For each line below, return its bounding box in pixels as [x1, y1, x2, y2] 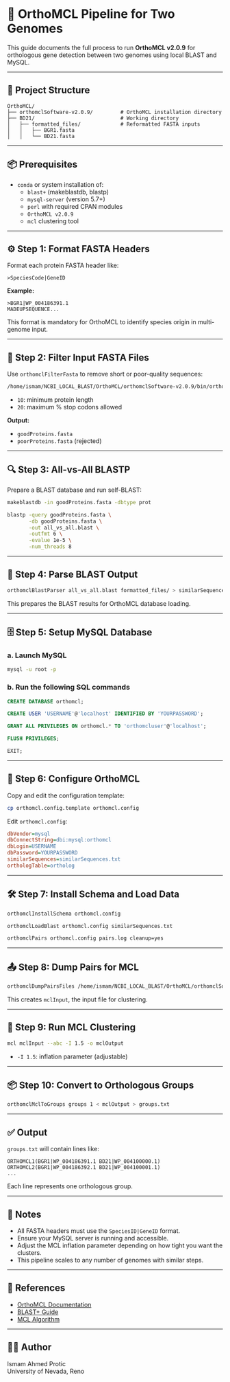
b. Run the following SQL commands [7, 683, 130, 692]
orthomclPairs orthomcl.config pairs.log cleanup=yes [7, 935, 164, 942]
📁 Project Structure [7, 84, 90, 96]
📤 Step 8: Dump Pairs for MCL [7, 961, 139, 973]
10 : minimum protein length [16, 396, 94, 404]
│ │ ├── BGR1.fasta [7, 126, 75, 133]
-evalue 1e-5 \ [28, 537, 72, 544]
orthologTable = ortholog [7, 862, 75, 869]
